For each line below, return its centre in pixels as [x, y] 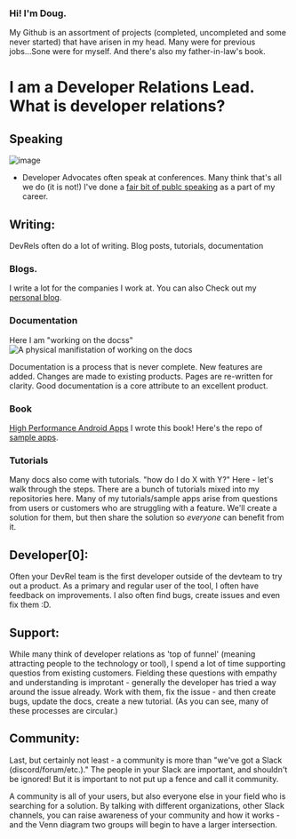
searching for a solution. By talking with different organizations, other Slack [147, 805]
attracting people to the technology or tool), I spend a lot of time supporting [148, 663]
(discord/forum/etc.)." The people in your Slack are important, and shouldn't [148, 769]
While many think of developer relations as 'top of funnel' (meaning [132, 654]
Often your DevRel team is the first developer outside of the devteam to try [146, 577]
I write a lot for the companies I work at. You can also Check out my [133, 288]
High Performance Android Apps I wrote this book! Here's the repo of [136, 428]
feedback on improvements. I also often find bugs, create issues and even [145, 595]
